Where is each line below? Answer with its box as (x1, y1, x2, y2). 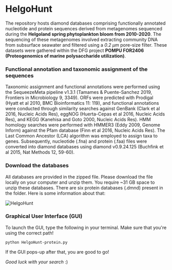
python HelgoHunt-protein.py (5, 240, 68, 245)
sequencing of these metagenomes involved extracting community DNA (5, 36, 158, 43)
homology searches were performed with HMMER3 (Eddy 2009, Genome (5, 122, 161, 128)
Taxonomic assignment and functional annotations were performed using (5, 84, 160, 90)
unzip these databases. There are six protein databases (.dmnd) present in (5, 184, 163, 190)
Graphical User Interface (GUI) (5, 213, 83, 220)
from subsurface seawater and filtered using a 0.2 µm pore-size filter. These (5, 42, 167, 48)
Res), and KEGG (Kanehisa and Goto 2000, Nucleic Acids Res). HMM (5, 117, 151, 123)
